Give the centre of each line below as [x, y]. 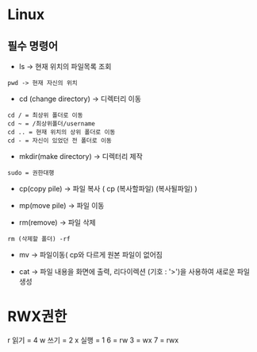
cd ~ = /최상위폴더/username [52, 124]
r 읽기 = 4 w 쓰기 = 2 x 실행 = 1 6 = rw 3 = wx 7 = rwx [93, 340]
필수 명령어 [33, 46]
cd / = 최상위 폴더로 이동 [45, 115]
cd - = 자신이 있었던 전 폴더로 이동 [60, 141]
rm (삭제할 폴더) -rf [39, 239]
